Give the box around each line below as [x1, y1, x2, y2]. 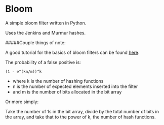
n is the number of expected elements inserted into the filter [12, 83, 138, 89]
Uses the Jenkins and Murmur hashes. [5, 29, 86, 36]
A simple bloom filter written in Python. [5, 20, 87, 26]
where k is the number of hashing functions [12, 78, 104, 84]
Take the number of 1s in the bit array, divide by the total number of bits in [5, 108, 159, 114]
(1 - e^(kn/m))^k [5, 69, 42, 74]
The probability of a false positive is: [5, 59, 81, 65]
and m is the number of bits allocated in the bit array [12, 88, 122, 95]
